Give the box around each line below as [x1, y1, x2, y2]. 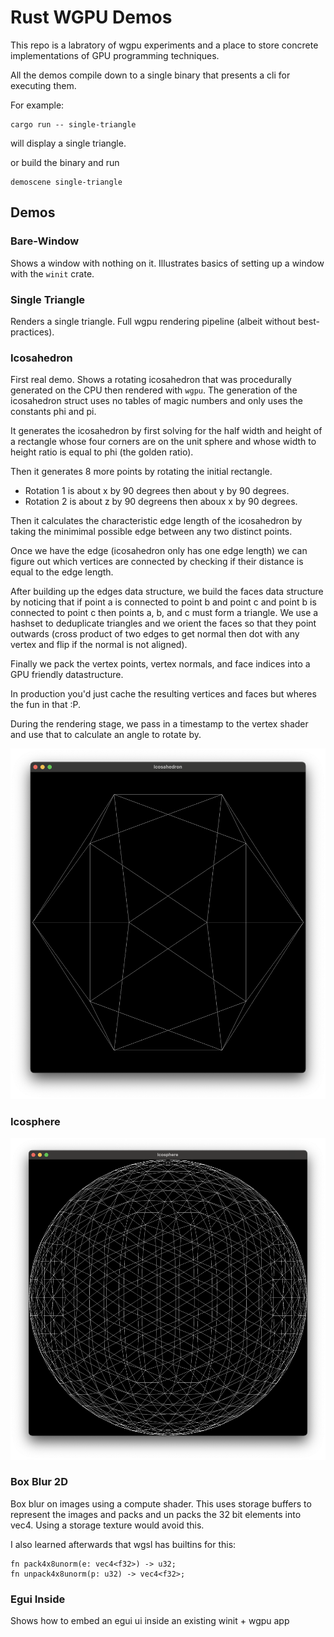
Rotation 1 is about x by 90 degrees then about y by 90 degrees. [24, 485, 290, 497]
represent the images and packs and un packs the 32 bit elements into [10, 1508, 302, 1520]
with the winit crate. [10, 267, 95, 280]
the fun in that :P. [10, 699, 81, 711]
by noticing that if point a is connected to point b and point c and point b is [10, 596, 317, 608]
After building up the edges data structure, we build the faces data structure [10, 586, 324, 598]
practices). [10, 326, 55, 338]
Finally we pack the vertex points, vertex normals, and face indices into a [10, 658, 311, 670]
